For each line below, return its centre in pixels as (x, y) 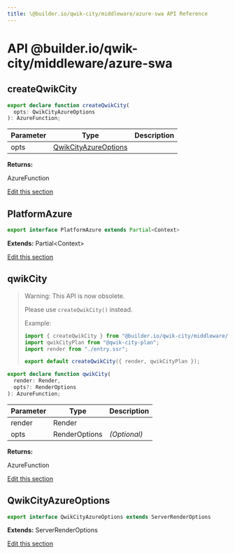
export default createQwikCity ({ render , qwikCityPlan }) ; (112, 362)
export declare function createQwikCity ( (69, 105)
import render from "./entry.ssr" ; (76, 349)
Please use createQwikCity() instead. (78, 309)
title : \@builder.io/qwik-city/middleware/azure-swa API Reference (108, 14)
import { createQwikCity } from (71, 336)
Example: (38, 323)
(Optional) (126, 434)
